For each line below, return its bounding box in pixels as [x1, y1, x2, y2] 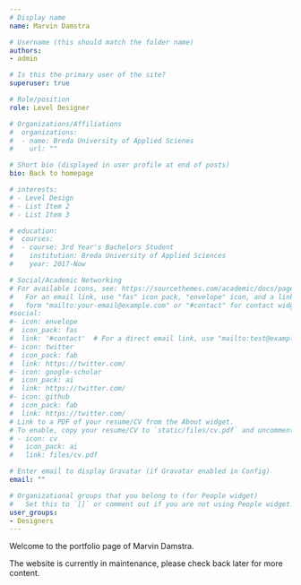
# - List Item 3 [9, 210, 70, 219]
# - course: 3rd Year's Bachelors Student [9, 243, 175, 252]
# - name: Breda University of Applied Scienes [9, 136, 194, 145]
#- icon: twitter [9, 342, 74, 351]
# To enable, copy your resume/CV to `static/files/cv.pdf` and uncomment [9, 426, 295, 434]
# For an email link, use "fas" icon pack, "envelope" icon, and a [9, 292, 275, 301]
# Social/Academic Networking [9, 275, 123, 285]
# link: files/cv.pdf [9, 451, 99, 460]
